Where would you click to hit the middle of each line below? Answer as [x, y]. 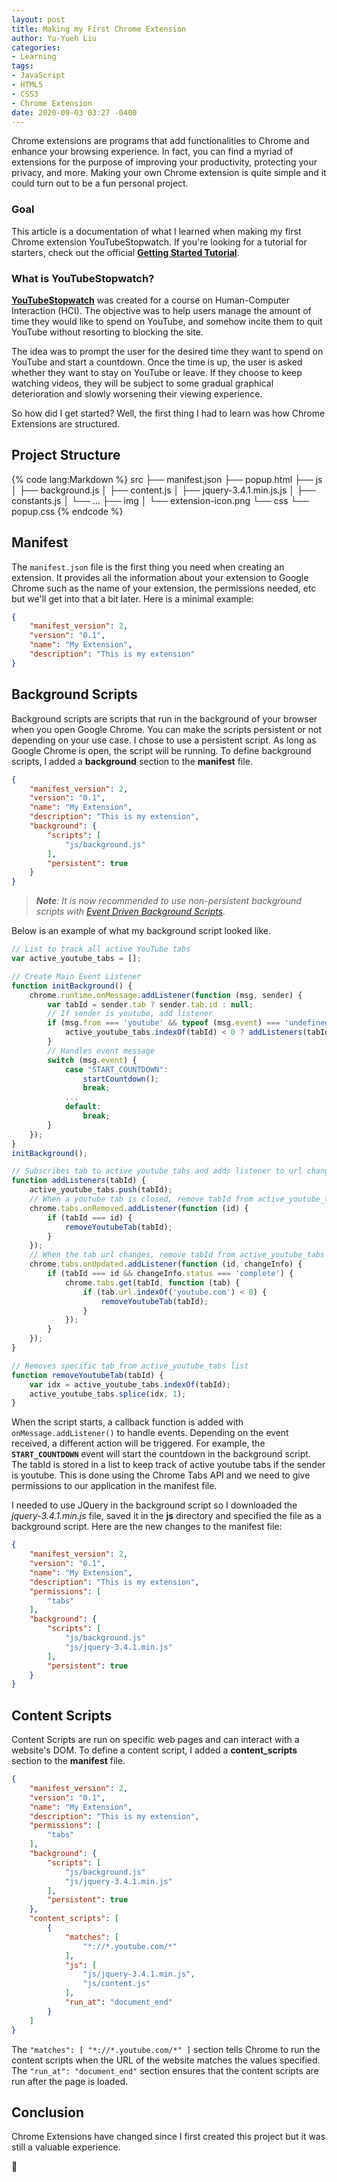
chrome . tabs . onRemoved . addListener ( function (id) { [139, 1208]
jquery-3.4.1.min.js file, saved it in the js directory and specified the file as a [166, 1516]
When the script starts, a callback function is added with [127, 1422]
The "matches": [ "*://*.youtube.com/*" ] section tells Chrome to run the [166, 2049]
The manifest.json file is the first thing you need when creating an [148, 567]
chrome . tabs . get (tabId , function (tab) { [152, 1282]
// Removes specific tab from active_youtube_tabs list [130, 1366]
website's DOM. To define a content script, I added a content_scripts [154, 1750]
